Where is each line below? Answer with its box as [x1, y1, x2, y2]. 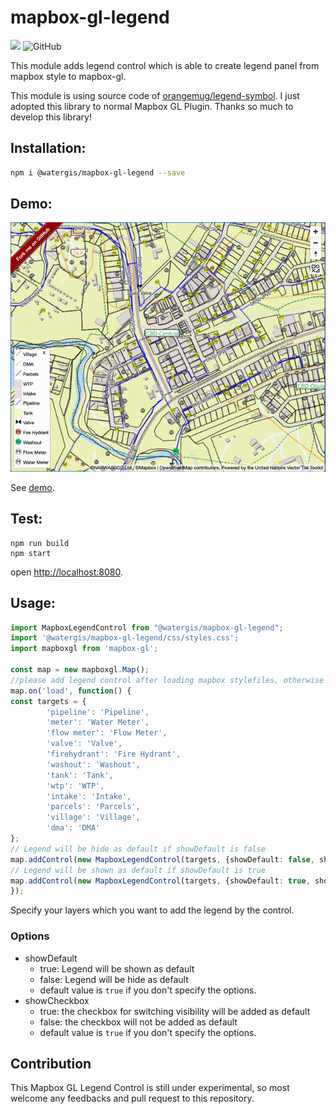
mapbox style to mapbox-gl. [10, 70, 127, 82]
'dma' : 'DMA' [46, 823, 101, 833]
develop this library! [10, 111, 92, 123]
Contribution [10, 1055, 92, 1072]
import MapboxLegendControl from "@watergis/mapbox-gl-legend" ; [10, 622, 284, 633]
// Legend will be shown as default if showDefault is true [10, 865, 267, 875]
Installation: [10, 140, 87, 157]
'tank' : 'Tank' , [46, 770, 114, 780]
